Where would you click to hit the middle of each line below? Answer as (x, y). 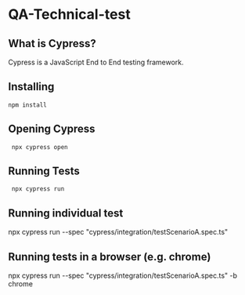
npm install (27, 105)
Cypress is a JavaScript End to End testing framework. (96, 62)
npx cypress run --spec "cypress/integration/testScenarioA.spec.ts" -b (122, 275)
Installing (31, 87)
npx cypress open (40, 147)
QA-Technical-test (69, 15)
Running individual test (66, 213)
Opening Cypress (52, 129)
